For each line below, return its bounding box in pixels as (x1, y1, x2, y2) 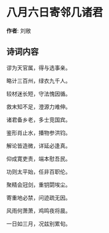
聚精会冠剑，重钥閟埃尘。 (6, 181, 71, 188)
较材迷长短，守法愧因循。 (6, 90, 71, 97)
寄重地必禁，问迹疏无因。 (6, 194, 71, 201)
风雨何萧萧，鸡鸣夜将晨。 (6, 207, 71, 214)
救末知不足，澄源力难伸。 (6, 103, 71, 110)
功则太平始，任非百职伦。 (6, 168, 71, 175)
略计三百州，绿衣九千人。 (6, 77, 71, 84)
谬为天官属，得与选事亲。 (6, 64, 71, 71)
